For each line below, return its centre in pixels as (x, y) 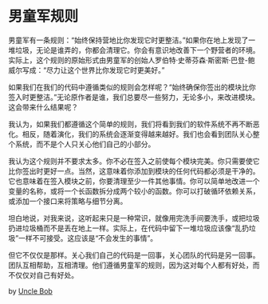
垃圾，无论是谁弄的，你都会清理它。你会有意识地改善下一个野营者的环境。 (137, 50)
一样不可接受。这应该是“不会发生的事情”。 (88, 238)
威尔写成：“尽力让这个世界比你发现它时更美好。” (87, 70)
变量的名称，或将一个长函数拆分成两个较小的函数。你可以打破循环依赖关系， (134, 191)
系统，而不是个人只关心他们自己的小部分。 (85, 144)
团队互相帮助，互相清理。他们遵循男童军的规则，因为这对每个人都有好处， (130, 265)
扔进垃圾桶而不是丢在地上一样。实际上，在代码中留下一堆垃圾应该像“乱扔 (129, 228)
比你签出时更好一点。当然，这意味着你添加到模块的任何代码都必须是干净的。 (134, 171)
